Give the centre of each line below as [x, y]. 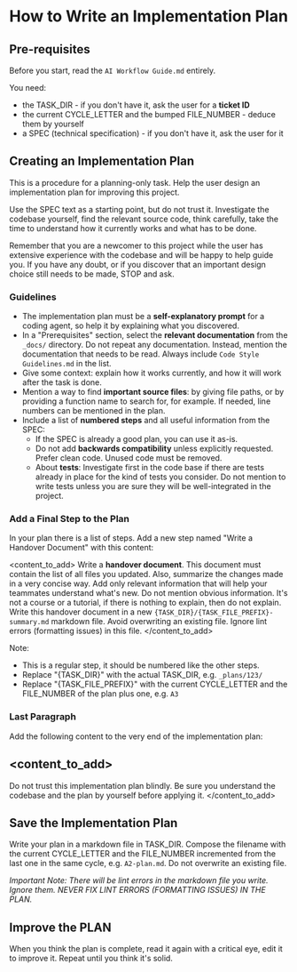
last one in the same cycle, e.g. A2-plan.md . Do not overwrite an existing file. [148, 864]
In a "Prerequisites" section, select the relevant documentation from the [155, 335]
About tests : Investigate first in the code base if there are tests [149, 468]
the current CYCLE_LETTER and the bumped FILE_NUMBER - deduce [149, 114]
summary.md [29, 623]
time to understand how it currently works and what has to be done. [133, 228]
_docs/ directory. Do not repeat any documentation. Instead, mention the [155, 345]
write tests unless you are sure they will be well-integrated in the [153, 486]
